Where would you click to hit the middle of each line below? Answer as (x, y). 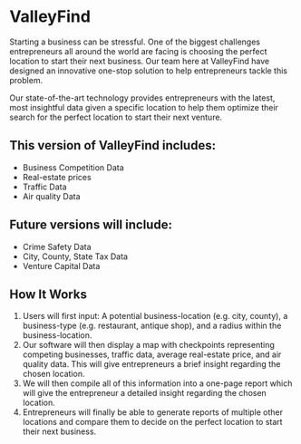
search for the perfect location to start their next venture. (116, 117)
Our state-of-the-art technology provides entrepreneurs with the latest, (142, 98)
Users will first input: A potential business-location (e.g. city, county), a (155, 316)
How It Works (49, 294)
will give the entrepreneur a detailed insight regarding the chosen (145, 393)
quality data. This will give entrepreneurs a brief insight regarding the (151, 364)
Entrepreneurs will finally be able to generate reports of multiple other (153, 412)
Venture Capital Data (61, 265)
